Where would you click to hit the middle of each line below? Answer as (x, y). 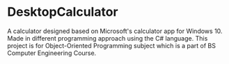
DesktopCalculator (63, 12)
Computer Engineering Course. (52, 53)
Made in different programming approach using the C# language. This (108, 38)
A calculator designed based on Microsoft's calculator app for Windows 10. (115, 31)
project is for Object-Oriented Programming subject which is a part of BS (111, 45)
